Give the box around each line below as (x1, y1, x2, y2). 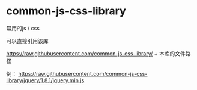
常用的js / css (6, 24, 40, 32)
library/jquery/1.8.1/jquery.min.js (6, 76, 85, 84)
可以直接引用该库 (6, 37, 49, 44)
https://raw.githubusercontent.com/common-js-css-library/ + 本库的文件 (6, 49, 186, 57)
